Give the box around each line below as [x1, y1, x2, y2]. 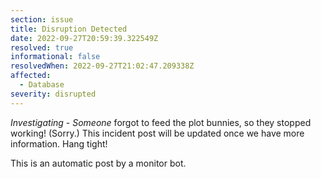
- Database [19, 80, 65, 90]
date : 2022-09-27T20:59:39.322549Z [10, 33, 159, 43]
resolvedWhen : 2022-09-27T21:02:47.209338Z [10, 61, 195, 71]
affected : [10, 71, 52, 81]
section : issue [10, 14, 74, 25]
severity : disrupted [10, 89, 97, 99]
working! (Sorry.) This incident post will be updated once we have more [10, 127, 305, 139]
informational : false [10, 52, 101, 62]
